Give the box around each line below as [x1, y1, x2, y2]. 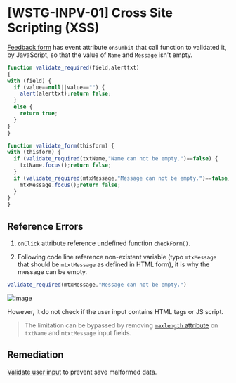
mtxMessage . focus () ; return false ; [20, 181, 121, 188]
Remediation [7, 349, 65, 361]
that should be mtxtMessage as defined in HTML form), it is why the [17, 260, 210, 268]
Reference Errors [7, 220, 84, 233]
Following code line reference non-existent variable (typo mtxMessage [17, 253, 217, 261]
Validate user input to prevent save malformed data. [7, 368, 157, 376]
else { [13, 103, 33, 110]
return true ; [20, 110, 58, 117]
